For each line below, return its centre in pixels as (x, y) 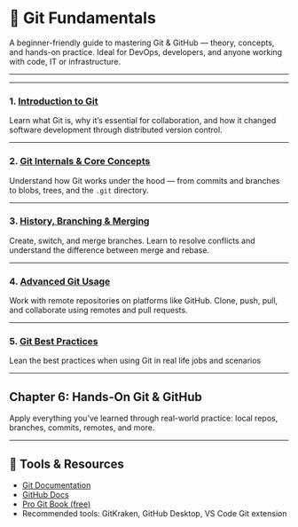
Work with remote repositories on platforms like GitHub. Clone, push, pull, (144, 301)
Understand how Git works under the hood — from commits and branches (145, 180)
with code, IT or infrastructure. (65, 61)
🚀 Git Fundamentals (83, 18)
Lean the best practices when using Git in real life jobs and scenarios (135, 361)
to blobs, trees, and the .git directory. (79, 190)
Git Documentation (56, 485)
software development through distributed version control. (116, 130)
